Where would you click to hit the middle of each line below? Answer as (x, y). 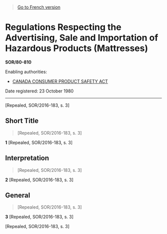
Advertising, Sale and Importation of (82, 38)
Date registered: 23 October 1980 (39, 91)
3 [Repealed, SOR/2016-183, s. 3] (39, 217)
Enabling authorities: (26, 72)
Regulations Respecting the (63, 27)
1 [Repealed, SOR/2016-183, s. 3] (39, 142)
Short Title (22, 121)
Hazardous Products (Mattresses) (77, 48)
